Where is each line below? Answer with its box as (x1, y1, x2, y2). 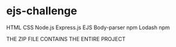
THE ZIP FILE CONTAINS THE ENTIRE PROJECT (6, 35, 126, 42)
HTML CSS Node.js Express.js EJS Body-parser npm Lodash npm (6, 24, 171, 31)
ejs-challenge (6, 4, 77, 18)
